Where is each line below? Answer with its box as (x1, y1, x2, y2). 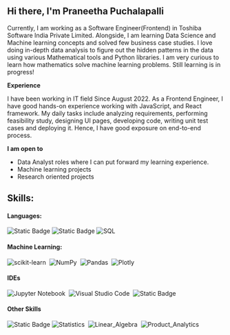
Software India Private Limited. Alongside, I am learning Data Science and (7, 31, 216, 39)
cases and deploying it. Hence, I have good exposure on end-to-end (7, 123, 202, 132)
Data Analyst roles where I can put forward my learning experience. (17, 158, 209, 166)
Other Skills (7, 305, 41, 313)
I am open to (7, 144, 43, 152)
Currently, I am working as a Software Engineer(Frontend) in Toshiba (7, 23, 202, 32)
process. (7, 131, 32, 139)
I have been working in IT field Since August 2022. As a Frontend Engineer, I (7, 94, 224, 103)
